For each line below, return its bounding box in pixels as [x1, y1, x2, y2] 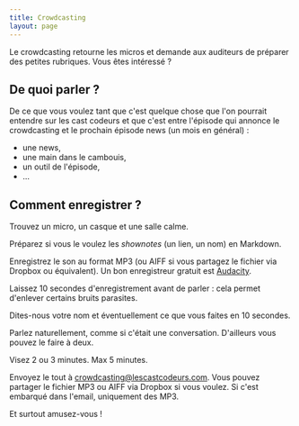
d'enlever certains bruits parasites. [9, 293, 138, 304]
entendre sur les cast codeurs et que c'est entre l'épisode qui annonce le [9, 115, 280, 126]
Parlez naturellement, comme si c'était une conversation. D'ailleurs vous [9, 328, 277, 339]
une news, [22, 142, 61, 153]
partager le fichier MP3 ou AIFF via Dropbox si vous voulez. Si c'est [9, 382, 259, 393]
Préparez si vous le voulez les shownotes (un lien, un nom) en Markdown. [9, 239, 282, 249]
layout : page [9, 22, 58, 31]
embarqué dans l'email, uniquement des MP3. [9, 391, 180, 402]
